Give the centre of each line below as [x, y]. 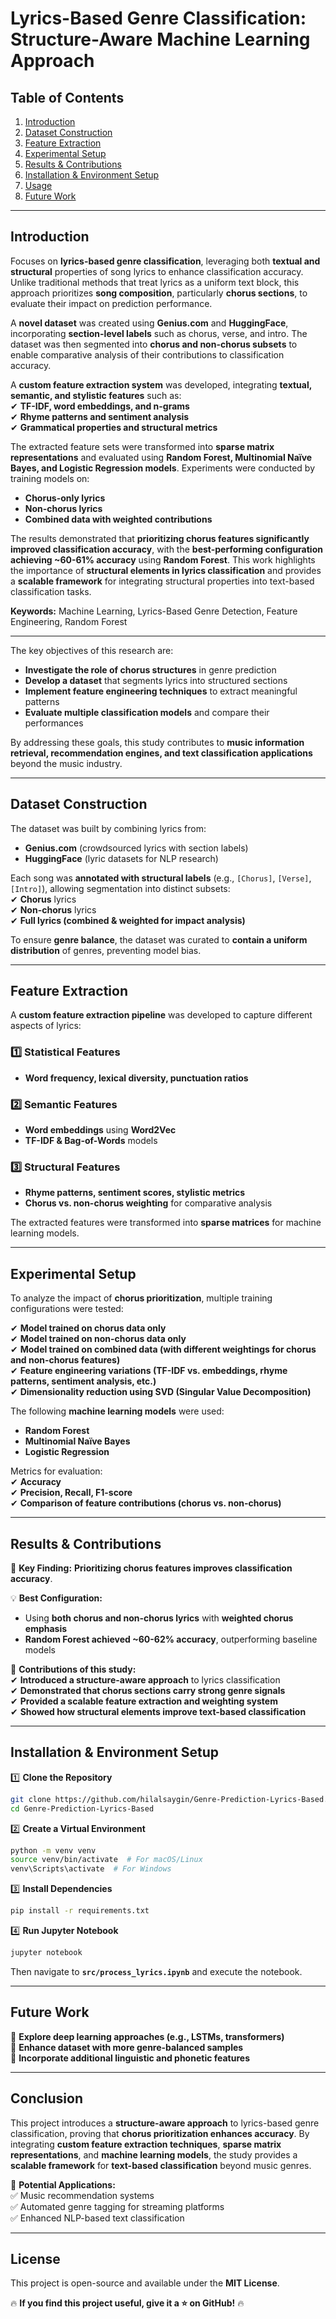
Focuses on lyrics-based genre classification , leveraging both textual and [165, 261]
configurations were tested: [67, 1309]
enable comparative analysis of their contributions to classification [147, 354]
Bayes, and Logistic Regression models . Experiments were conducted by [162, 468]
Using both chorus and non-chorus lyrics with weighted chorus [159, 1618]
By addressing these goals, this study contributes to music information [157, 742]
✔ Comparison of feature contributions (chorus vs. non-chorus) [146, 1503]
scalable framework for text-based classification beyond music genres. [161, 2165]
